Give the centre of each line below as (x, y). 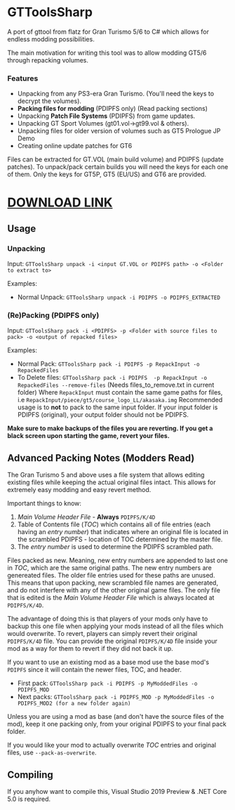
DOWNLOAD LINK (60, 202)
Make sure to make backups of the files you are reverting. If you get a (110, 428)
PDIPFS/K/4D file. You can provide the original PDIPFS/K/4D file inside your (112, 641)
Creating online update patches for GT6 (75, 146)
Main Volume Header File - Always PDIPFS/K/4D (86, 517)
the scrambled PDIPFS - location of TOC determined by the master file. (120, 539)
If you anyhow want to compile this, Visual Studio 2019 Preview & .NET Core (117, 792)
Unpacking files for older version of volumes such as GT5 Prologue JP (119, 131)
